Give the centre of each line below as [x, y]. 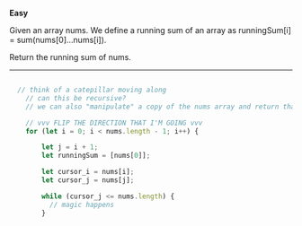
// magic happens [82, 204]
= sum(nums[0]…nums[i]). [58, 40]
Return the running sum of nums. [71, 57]
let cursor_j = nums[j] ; [88, 180]
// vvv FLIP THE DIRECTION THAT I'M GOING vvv [114, 123]
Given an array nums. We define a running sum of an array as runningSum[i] [151, 30]
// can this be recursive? [76, 98]
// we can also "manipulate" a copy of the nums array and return [152, 107]
